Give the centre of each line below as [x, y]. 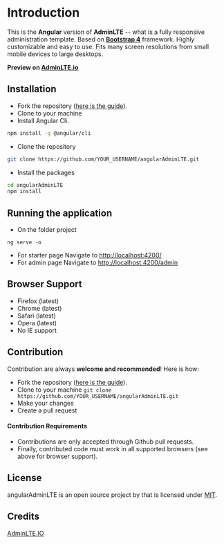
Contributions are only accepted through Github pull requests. [105, 442]
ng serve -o [24, 243]
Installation [32, 89]
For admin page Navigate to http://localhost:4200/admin [97, 263]
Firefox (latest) [38, 301]
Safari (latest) [37, 316]
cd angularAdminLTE [35, 185]
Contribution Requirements [47, 426]
